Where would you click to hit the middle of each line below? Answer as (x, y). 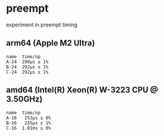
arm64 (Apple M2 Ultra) (51, 43)
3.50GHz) (24, 99)
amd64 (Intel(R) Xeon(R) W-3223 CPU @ (82, 90)
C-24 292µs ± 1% (27, 72)
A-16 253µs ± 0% (29, 118)
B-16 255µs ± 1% (29, 123)
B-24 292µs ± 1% (27, 67)
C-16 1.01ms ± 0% (29, 128)
